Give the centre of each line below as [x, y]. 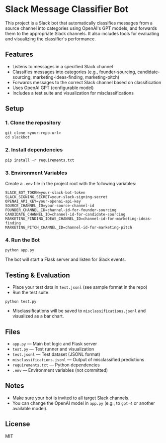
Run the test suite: [31, 293]
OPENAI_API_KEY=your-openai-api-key [43, 202]
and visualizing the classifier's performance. [50, 39]
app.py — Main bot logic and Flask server [55, 343]
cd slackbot [17, 137]
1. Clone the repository [33, 123]
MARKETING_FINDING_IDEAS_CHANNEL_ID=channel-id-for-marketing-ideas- [79, 219]
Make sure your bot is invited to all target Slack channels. [71, 398]
